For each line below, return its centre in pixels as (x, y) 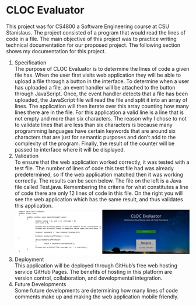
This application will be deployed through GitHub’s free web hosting (96, 266)
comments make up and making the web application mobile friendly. (97, 297)
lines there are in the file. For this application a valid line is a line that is (99, 112)
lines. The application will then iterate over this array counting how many (101, 106)
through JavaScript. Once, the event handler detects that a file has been (101, 94)
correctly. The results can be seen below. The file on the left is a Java (98, 180)
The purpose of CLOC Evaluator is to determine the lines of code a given (102, 68)
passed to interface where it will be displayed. (70, 149)
